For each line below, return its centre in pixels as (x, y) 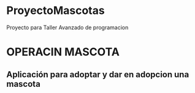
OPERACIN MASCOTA (63, 52)
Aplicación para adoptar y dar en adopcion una (98, 74)
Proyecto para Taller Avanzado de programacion (67, 27)
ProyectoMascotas (56, 11)
